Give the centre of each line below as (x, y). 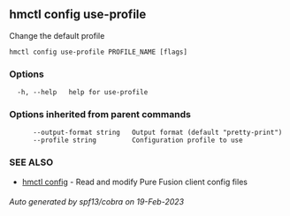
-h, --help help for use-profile (83, 93)
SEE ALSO (31, 162)
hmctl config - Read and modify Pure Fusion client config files (134, 182)
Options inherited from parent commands (100, 115)
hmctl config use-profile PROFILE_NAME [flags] (99, 52)
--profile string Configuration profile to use (137, 140)
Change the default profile (57, 35)
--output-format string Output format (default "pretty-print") (157, 133)
